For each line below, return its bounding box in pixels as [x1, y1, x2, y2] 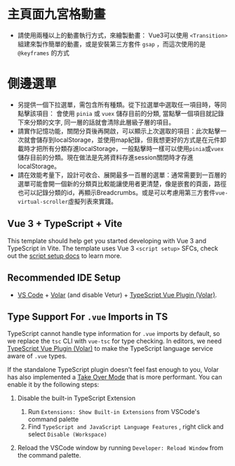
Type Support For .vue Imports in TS [7, 311, 168, 323]
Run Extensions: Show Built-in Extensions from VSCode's [27, 408, 200, 416]
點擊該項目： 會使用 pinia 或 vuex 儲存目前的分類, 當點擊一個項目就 [17, 109, 212, 117]
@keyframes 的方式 [17, 48, 70, 57]
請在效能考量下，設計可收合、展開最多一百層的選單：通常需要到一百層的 [17, 170, 227, 179]
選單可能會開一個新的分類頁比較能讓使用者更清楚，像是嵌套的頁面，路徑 [17, 179, 227, 188]
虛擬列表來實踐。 [67, 197, 118, 205]
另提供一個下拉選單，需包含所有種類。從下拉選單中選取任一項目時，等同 [17, 100, 227, 109]
